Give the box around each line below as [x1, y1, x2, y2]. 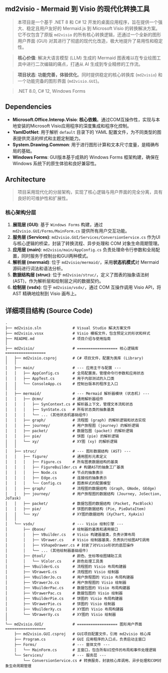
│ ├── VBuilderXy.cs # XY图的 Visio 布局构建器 [5, 606, 124, 612]
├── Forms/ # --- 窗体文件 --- [14, 642, 110, 647]
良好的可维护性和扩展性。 [17, 195, 71, 202]
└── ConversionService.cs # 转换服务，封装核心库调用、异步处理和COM [23, 658, 158, 663]
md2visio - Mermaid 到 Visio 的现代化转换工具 [5, 5, 150, 14]
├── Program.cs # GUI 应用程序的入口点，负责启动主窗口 [14, 636, 146, 642]
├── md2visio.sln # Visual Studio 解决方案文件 [5, 325, 131, 330]
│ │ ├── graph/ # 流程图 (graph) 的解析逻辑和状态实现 [5, 418, 146, 423]
